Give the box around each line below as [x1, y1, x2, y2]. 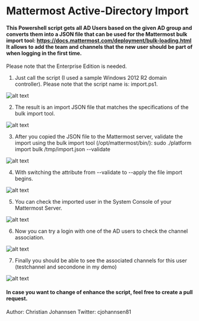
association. [14, 234, 45, 241]
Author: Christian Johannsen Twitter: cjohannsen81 [6, 308, 132, 315]
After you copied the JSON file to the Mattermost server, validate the [14, 133, 183, 141]
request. [6, 295, 28, 302]
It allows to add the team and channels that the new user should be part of [6, 43, 193, 50]
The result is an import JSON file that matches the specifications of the [14, 104, 189, 111]
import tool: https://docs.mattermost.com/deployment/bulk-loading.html [6, 37, 192, 44]
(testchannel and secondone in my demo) [14, 263, 117, 270]
